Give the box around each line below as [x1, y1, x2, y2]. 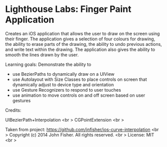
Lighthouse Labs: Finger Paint [5, 3, 132, 15]
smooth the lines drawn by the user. [5, 51, 79, 58]
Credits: [5, 107, 21, 113]
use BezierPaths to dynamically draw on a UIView [12, 71, 115, 77]
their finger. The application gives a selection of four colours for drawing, [5, 36, 156, 42]
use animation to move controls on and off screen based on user [12, 92, 146, 98]
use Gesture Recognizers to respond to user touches [12, 87, 121, 93]
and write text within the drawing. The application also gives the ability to [5, 46, 156, 52]
